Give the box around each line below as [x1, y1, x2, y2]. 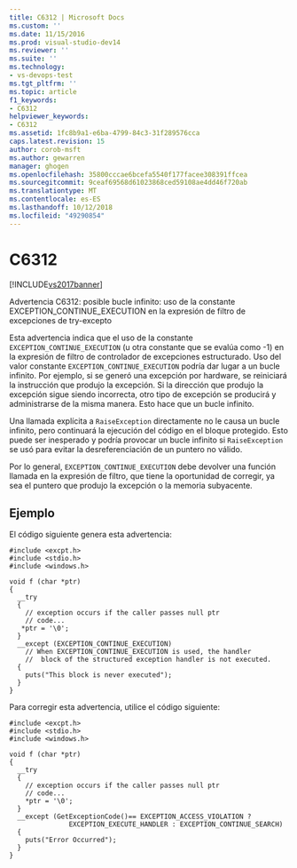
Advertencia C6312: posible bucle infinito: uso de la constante [9, 296, 236, 307]
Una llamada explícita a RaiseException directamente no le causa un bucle [9, 415, 280, 426]
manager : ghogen [9, 162, 69, 171]
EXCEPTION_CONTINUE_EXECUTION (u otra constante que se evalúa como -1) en [9, 341, 285, 352]
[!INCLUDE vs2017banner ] [9, 279, 104, 290]
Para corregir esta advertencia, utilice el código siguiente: [9, 702, 220, 713]
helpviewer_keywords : [9, 112, 90, 121]
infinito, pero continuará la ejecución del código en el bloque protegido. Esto [9, 425, 288, 435]
